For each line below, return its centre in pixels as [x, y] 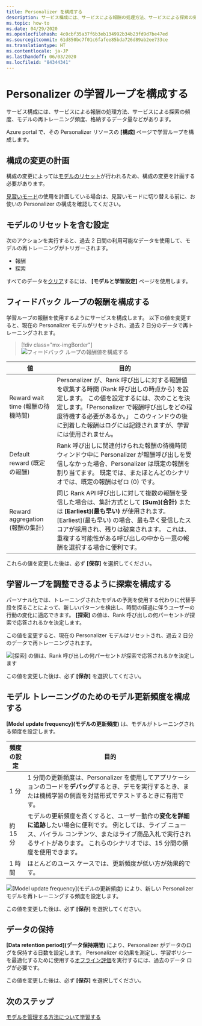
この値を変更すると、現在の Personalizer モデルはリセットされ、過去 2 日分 [100, 635]
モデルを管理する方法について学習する [54, 1017]
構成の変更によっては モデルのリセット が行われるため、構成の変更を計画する [101, 176]
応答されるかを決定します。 [51, 622]
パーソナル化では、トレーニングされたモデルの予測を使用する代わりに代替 [98, 600]
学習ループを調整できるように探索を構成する [89, 584]
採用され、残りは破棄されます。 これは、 [133, 529]
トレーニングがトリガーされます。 [69, 248]
